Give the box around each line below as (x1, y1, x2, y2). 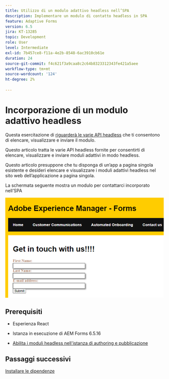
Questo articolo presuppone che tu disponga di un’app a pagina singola (5, 162, 153, 168)
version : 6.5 (5, 24, 33, 29)
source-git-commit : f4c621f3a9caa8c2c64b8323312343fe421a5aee (5, 61, 138, 66)
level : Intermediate (5, 45, 49, 50)
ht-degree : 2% (5, 77, 35, 82)
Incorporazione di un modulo (5, 104, 128, 116)
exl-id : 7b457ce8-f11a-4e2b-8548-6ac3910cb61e (5, 50, 105, 55)
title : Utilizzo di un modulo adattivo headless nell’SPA (5, 8, 129, 13)
